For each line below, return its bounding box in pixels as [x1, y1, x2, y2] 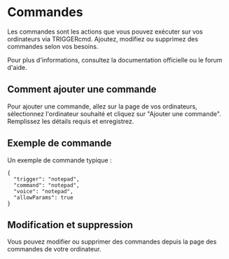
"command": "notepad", [13, 181, 80, 189]
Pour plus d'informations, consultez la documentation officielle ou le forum [7, 55, 223, 64]
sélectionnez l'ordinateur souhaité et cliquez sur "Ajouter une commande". [7, 109, 222, 118]
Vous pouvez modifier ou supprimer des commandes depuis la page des [7, 237, 217, 246]
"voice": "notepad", [13, 188, 74, 195]
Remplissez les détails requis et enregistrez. [7, 117, 134, 125]
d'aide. [7, 63, 27, 71]
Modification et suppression [7, 218, 133, 231]
